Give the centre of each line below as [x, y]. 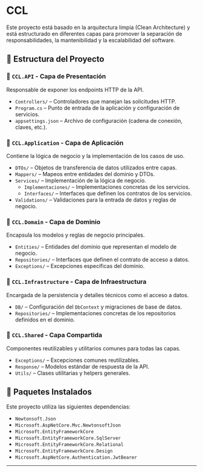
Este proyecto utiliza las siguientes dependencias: [69, 407]
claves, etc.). [31, 127]
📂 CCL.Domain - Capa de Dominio [53, 221]
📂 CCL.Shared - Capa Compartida [54, 335]
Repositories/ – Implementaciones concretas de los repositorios [95, 313]
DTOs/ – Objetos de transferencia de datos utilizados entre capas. [96, 168]
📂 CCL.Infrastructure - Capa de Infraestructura [76, 282]
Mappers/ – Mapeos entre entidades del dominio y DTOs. [85, 174]
